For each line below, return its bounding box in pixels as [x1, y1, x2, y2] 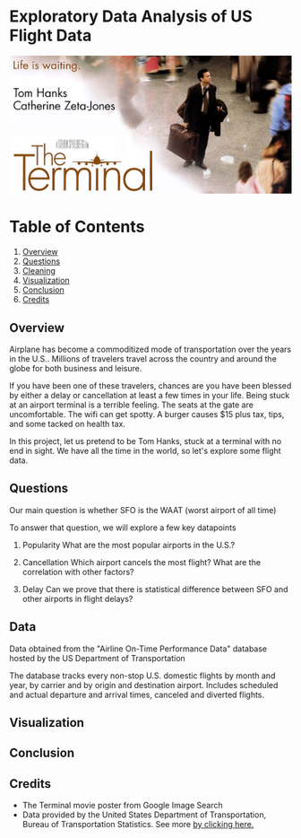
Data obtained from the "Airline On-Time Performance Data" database [9, 643, 268, 654]
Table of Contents [9, 217, 145, 237]
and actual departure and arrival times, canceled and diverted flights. [9, 689, 265, 700]
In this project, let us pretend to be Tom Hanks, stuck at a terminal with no [9, 436, 282, 447]
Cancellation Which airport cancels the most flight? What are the [21, 556, 262, 567]
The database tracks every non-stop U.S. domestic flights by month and [9, 670, 276, 681]
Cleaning [21, 266, 56, 276]
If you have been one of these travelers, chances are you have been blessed [9, 380, 292, 391]
